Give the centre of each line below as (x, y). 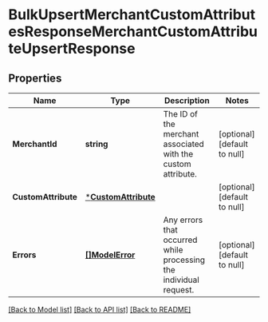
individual (181, 280)
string (97, 144)
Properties (35, 78)
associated (184, 144)
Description (187, 100)
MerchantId (35, 144)
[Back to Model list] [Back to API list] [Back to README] (100, 310)
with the (178, 154)
